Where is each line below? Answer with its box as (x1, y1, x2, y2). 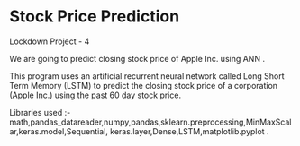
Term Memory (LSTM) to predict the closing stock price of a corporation (9, 80, 277, 90)
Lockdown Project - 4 (9, 36, 90, 47)
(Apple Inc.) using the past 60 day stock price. (9, 90, 182, 100)
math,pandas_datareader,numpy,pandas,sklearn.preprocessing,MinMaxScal (9, 116, 292, 127)
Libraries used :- (9, 107, 71, 117)
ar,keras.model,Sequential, (9, 125, 108, 136)
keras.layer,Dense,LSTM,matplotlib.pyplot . (109, 125, 269, 136)
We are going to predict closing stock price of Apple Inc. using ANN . (9, 53, 266, 64)
